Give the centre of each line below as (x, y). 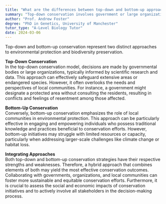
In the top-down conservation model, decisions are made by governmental (81, 67)
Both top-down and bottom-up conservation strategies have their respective (83, 159)
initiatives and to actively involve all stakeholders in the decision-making (79, 191)
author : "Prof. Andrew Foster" (37, 19)
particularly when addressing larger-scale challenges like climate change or (82, 139)
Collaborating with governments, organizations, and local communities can (81, 175)
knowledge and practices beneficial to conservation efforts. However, (76, 129)
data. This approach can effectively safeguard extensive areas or (71, 77)
